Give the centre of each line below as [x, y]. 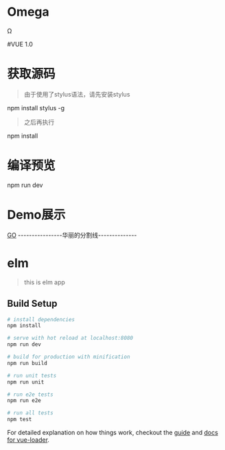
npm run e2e [24, 401]
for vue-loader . [28, 440]
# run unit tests [32, 375]
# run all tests [30, 413]
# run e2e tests [30, 395]
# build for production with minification [69, 357]
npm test [20, 420]
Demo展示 [36, 215]
